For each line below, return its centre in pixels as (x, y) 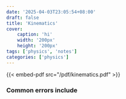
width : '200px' (36, 40)
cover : (15, 29)
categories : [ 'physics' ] (38, 57)
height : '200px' (38, 46)
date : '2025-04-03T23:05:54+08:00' (51, 12)
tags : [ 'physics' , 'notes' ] (42, 52)
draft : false (23, 18)
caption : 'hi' (35, 35)
